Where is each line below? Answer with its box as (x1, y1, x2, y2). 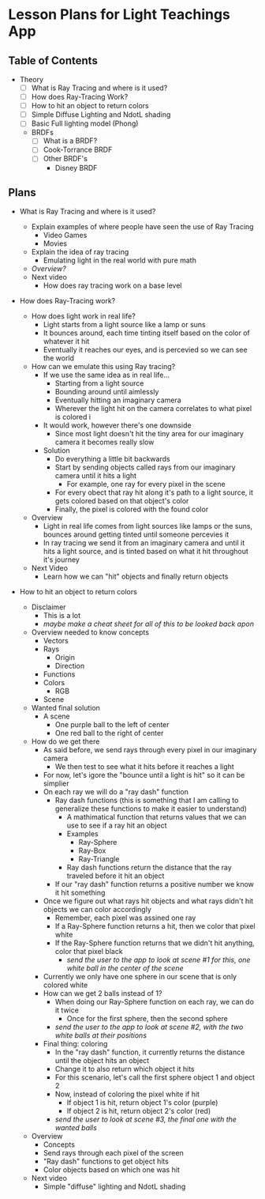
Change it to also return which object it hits (54, 1065, 195, 1074)
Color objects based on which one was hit (43, 1165, 180, 1174)
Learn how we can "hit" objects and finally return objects (43, 571, 229, 582)
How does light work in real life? (31, 311, 136, 321)
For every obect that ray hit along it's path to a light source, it (54, 488, 254, 497)
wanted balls (54, 1123, 97, 1133)
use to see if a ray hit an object (66, 820, 167, 831)
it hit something (54, 888, 106, 898)
